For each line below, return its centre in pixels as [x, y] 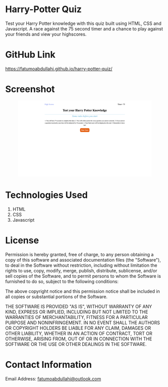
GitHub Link [30, 55]
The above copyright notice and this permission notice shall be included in [82, 291]
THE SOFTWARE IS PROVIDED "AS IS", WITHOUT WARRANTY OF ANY [79, 307]
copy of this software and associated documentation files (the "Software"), [83, 260]
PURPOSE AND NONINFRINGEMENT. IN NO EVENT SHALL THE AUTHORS [83, 323]
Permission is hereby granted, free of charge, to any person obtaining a [79, 255]
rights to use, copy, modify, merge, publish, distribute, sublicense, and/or [81, 271]
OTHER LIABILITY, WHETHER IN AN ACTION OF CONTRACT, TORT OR [79, 334]
